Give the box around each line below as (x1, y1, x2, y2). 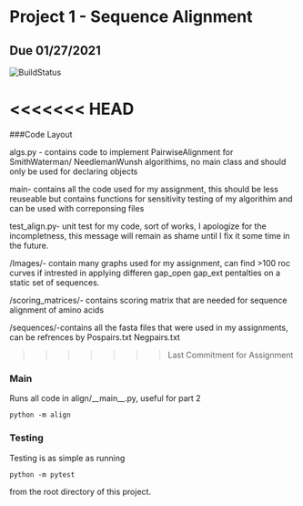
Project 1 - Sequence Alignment (9, 6, 253, 27)
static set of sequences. (9, 276, 100, 288)
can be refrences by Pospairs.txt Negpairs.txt (9, 331, 180, 343)
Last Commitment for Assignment (167, 349, 294, 360)
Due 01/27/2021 (9, 43, 102, 58)
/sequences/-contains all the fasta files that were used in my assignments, (9, 322, 288, 333)
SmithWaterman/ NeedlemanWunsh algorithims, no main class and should (9, 156, 287, 167)
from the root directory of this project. (9, 486, 152, 497)
